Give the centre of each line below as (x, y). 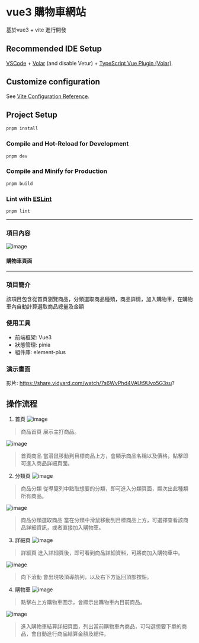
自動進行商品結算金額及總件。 (73, 633)
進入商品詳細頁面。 (49, 463)
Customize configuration (53, 82)
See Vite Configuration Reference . (48, 96)
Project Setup (32, 114)
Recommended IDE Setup (54, 49)
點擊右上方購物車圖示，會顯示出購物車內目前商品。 (83, 602)
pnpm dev (17, 156)
